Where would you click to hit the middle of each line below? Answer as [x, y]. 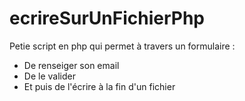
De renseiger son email [71, 65]
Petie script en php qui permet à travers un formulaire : [122, 46]
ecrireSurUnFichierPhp [107, 18]
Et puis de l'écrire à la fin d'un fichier [99, 86]
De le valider [49, 76]
